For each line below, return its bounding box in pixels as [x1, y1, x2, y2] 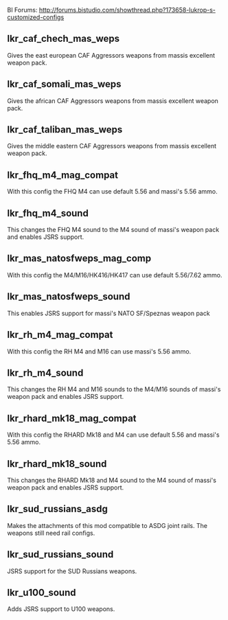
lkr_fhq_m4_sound [7, 207, 89, 219]
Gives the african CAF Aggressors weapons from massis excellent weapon [7, 96, 218, 105]
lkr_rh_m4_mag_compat [7, 329, 113, 341]
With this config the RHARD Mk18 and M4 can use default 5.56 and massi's [7, 430, 220, 439]
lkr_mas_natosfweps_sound [7, 291, 130, 303]
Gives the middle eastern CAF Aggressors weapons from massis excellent [7, 142, 217, 150]
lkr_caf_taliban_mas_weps [7, 124, 123, 136]
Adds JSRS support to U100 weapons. [7, 605, 115, 613]
